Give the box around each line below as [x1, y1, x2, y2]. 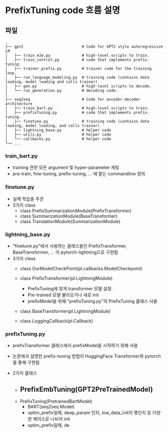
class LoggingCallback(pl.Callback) [20, 317, 94, 324]
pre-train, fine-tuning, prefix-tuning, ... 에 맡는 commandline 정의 [12, 171, 145, 177]
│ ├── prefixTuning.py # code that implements [5, 110, 132, 115]
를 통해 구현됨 [12, 360, 40, 366]
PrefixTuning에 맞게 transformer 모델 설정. [27, 285, 113, 291]
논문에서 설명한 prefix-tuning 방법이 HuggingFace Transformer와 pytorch [12, 353, 161, 359]
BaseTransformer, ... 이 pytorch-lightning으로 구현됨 [12, 249, 118, 255]
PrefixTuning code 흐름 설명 [5, 5, 120, 16]
